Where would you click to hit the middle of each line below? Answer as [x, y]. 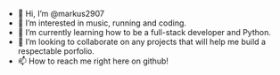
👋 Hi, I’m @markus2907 [61, 14]
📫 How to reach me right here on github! [93, 61]
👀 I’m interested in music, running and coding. [102, 23]
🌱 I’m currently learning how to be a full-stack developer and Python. [144, 32]
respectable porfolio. [56, 51]
